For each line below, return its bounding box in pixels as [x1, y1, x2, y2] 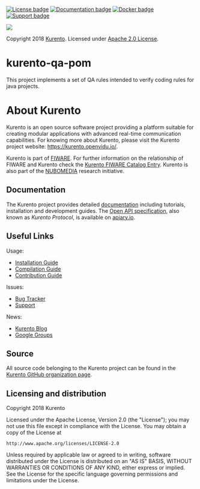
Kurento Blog [14, 324, 47, 332]
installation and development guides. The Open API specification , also [6, 207, 180, 214]
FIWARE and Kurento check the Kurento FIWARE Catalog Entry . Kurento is [6, 160, 188, 168]
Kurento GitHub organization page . [6, 371, 92, 378]
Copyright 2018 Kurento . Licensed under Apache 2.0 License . [6, 35, 159, 42]
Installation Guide [14, 259, 58, 266]
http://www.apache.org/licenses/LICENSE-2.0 [6, 441, 120, 447]
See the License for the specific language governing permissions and [6, 470, 178, 478]
